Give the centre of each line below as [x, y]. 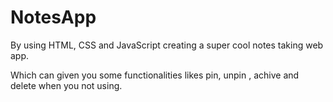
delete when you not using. [66, 85]
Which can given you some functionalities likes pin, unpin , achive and [155, 75]
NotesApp [53, 17]
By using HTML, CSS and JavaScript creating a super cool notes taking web [167, 45]
